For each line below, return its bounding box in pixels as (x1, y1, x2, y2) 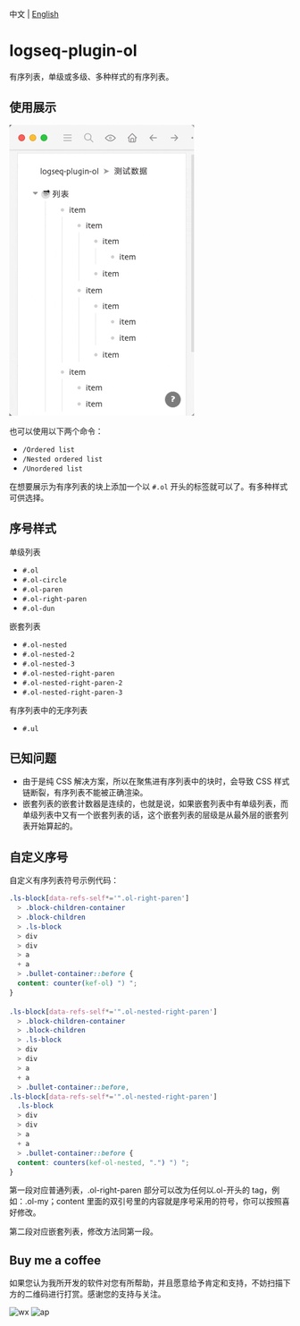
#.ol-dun (21, 604, 55, 613)
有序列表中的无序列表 (9, 704, 87, 715)
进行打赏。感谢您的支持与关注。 (47, 1288, 166, 1300)
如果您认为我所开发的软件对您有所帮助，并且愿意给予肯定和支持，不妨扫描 (9, 1278, 283, 1288)
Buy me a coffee (9, 1253, 102, 1268)
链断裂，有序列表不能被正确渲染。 (21, 787, 148, 798)
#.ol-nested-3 (21, 659, 75, 668)
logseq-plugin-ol (9, 40, 137, 61)
